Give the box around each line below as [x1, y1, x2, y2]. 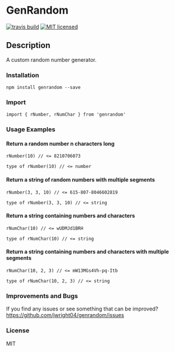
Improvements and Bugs [6, 292, 78, 300]
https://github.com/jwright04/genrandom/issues [6, 312, 125, 319]
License [6, 326, 30, 335]
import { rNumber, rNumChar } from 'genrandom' [6, 112, 126, 118]
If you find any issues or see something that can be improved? [6, 305, 158, 312]
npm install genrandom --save [6, 84, 81, 91]
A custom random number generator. [6, 56, 97, 63]
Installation [6, 71, 40, 79]
